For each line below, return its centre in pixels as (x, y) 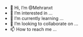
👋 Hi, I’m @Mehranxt (31, 8)
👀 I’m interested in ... (31, 13)
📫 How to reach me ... (33, 29)
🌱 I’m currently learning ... (37, 18)
